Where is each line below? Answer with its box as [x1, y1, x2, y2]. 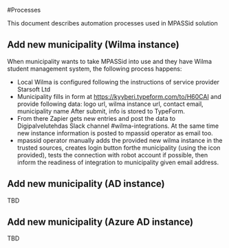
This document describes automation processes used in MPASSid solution [7, 19, 218, 27]
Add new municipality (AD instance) [7, 178, 165, 190]
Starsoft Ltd [17, 85, 51, 93]
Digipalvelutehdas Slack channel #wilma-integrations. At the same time [17, 122, 219, 130]
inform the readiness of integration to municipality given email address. [17, 158, 219, 166]
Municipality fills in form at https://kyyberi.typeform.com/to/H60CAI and [17, 92, 221, 100]
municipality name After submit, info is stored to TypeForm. [17, 106, 186, 115]
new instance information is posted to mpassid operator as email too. [17, 128, 213, 137]
